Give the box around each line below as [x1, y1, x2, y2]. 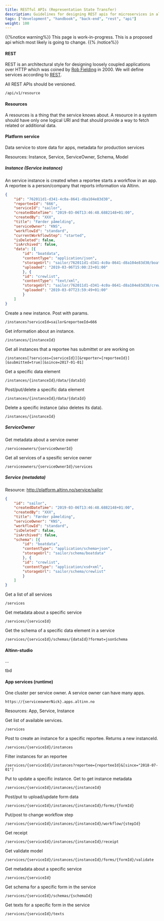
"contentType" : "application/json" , [22, 256, 97, 261]
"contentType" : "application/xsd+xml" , [22, 564, 104, 569]
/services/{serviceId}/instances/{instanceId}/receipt [5, 839, 119, 844]
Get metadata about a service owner [5, 436, 79, 443]
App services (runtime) [5, 678, 54, 685]
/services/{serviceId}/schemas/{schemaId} [5, 893, 93, 898]
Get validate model [5, 848, 43, 854]
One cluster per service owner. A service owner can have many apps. [5, 690, 145, 696]
